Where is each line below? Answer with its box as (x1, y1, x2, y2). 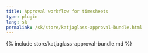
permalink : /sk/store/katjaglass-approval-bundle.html (6, 24, 143, 31)
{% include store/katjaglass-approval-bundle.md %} (6, 40, 133, 47)
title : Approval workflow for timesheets (6, 8, 109, 14)
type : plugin (6, 14, 38, 20)
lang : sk (6, 19, 27, 25)
